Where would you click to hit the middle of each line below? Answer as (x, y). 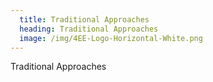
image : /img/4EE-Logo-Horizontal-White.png (111, 38)
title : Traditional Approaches (84, 19)
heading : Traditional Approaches (89, 29)
